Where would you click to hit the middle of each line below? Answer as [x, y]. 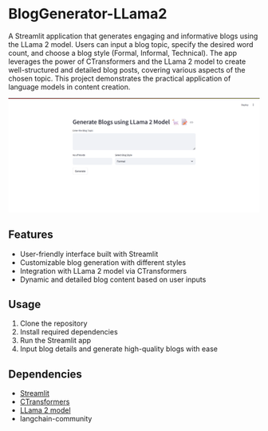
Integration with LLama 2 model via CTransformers [103, 271]
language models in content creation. [69, 87]
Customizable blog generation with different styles [102, 262]
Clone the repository [53, 323]
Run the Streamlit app [55, 341]
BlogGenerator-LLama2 [88, 14]
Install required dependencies [69, 332]
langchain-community [56, 419]
